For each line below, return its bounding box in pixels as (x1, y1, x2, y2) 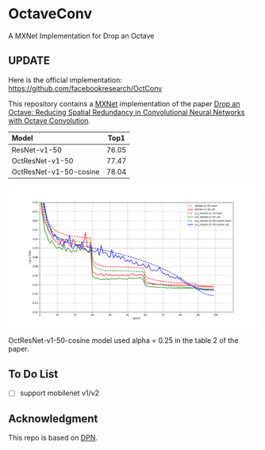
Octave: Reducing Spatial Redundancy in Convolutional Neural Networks (8, 107, 245, 117)
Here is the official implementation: (8, 75, 123, 84)
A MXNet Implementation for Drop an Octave (8, 31, 155, 40)
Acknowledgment (8, 412, 98, 425)
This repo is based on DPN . (8, 433, 98, 443)
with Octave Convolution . (8, 116, 91, 125)
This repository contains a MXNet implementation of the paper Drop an (8, 98, 240, 108)
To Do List (8, 367, 59, 381)
